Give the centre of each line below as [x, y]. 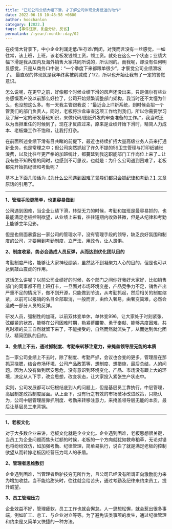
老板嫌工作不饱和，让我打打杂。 [48, 130]
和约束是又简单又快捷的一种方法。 [41, 521]
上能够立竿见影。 [23, 224]
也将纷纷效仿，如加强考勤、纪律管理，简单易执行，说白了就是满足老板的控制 [86, 446]
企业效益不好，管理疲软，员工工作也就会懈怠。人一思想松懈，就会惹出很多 [84, 509]
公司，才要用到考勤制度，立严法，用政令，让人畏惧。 [70, 241]
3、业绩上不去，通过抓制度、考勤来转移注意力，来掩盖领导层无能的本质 [81, 346]
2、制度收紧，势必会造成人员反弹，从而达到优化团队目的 [65, 252]
